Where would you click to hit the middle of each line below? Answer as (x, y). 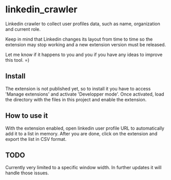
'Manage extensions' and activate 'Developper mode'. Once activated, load (85, 94)
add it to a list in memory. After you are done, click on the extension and (81, 133)
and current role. (23, 29)
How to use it (27, 116)
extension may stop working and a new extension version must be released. (85, 44)
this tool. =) (17, 60)
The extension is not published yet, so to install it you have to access (78, 88)
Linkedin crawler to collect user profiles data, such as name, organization (83, 24)
